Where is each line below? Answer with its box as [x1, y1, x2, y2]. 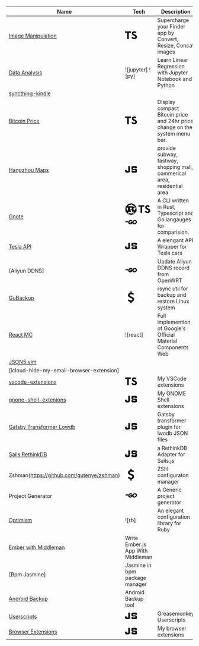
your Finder [157, 23, 185, 30]
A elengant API [157, 237, 194, 244]
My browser [157, 625, 187, 632]
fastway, [157, 157, 179, 164]
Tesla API [8, 243, 31, 250]
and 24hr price [157, 117, 194, 124]
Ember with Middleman [8, 544, 65, 551]
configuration [157, 513, 191, 520]
